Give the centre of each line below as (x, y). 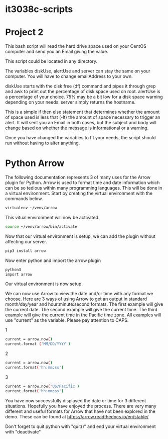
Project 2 (24, 32)
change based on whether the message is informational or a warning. (77, 128)
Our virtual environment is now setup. (44, 284)
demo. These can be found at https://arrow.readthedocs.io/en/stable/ (77, 416)
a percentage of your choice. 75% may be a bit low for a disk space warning (84, 97)
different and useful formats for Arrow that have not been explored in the (80, 411)
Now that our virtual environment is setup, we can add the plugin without (80, 236)
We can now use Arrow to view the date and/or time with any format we (79, 294)
